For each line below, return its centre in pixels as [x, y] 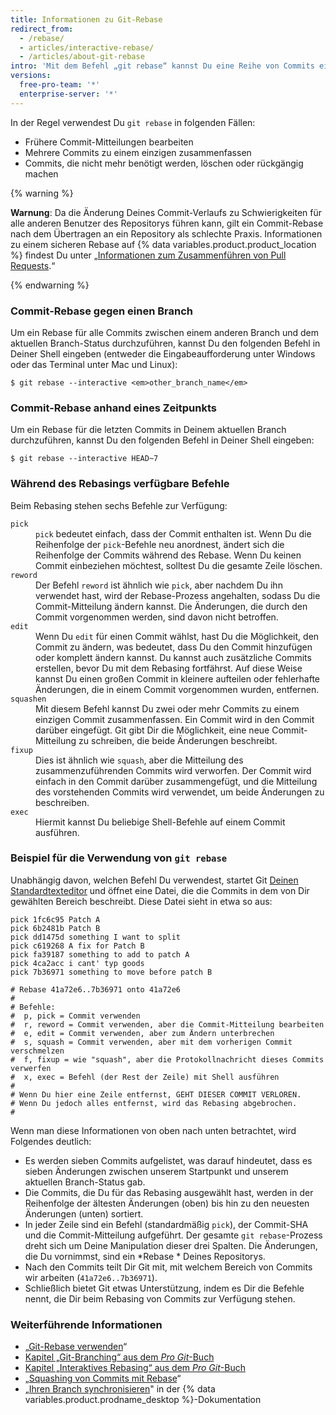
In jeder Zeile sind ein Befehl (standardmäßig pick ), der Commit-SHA [166, 1224]
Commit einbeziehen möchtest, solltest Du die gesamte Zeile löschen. [179, 565]
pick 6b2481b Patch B [55, 928]
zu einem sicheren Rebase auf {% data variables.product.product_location [163, 244]
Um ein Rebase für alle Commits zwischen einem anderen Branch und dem [165, 332]
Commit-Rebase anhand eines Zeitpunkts [113, 408]
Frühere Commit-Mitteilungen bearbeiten [109, 142]
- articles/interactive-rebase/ [87, 47]
